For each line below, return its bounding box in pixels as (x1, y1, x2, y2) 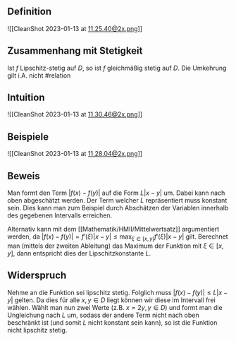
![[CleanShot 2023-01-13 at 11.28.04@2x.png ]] (7, 150, 143, 158)
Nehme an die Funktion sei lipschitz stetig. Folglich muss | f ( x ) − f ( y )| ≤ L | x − (7, 288, 228, 297)
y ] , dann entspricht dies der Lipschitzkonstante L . (7, 249, 151, 257)
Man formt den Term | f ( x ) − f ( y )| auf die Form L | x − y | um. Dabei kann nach (7, 189, 225, 197)
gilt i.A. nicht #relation (7, 71, 71, 80)
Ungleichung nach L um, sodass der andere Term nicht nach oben (7, 311, 199, 319)
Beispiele (7, 131, 49, 143)
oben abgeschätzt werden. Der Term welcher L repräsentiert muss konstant (7, 196, 228, 205)
